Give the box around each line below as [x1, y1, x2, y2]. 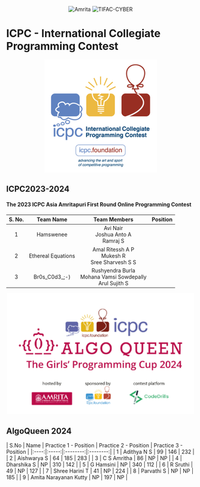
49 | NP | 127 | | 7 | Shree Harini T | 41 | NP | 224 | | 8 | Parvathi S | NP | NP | [6, 467, 193, 474]
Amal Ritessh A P [92, 246, 135, 253]
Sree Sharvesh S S [90, 258, 137, 265]
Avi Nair [104, 225, 123, 232]
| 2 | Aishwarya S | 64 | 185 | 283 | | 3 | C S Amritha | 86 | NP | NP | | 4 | [6, 455, 183, 462]
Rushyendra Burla [91, 267, 136, 274]
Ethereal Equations [29, 252, 75, 259]
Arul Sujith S [98, 279, 129, 286]
